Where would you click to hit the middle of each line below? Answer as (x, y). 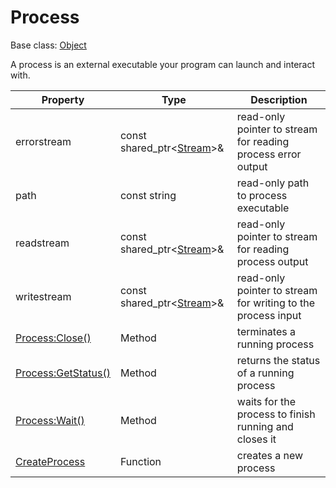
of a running (265, 373)
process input (269, 315)
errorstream (43, 141)
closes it (256, 439)
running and (265, 426)
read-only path (273, 183)
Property (63, 99)
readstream (42, 243)
